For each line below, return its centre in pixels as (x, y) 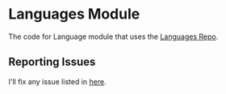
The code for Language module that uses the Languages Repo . (113, 36)
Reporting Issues (52, 62)
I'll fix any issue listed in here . (57, 81)
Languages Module (74, 14)
